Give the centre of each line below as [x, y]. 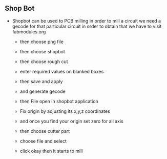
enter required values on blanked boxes [62, 71]
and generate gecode [43, 91]
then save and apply [41, 81]
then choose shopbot [42, 51]
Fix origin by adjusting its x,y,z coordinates [65, 111]
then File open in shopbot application [59, 101]
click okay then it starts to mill [51, 151]
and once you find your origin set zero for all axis [71, 121]
